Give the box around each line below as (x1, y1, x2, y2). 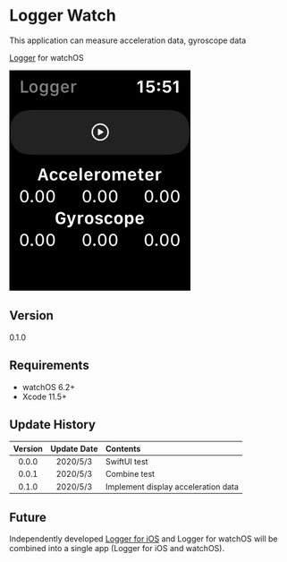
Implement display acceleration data (106, 481, 240, 492)
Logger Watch (9, 5, 116, 26)
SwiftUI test (106, 456, 148, 467)
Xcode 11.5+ (21, 391, 67, 402)
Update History (9, 417, 97, 432)
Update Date (50, 443, 98, 454)
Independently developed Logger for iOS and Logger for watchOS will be (9, 533, 278, 544)
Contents (106, 443, 141, 454)
